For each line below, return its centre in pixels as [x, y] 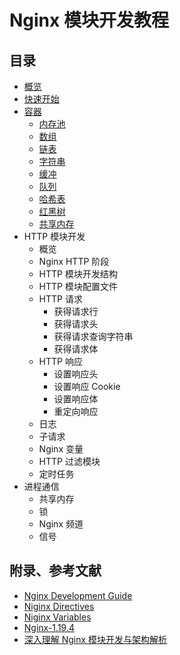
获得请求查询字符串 [93, 336]
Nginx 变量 [61, 449]
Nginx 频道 [61, 524]
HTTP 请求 [60, 299]
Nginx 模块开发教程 [89, 20]
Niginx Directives [59, 606]
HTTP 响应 [60, 361]
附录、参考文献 [55, 571]
